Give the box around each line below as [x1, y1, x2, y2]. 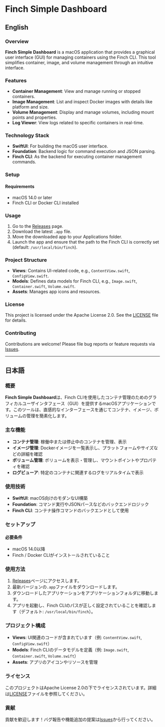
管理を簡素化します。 [26, 413, 70, 419]
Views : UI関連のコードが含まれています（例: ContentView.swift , [12, 634, 142, 640]
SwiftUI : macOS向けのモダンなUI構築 [12, 495, 88, 501]
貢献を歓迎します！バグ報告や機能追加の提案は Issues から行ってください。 [5, 717, 156, 723]
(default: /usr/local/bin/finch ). [12, 244, 78, 250]
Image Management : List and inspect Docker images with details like [12, 99, 153, 105]
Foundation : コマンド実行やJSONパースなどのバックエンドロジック [12, 502, 149, 508]
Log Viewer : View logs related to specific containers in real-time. [12, 120, 144, 126]
